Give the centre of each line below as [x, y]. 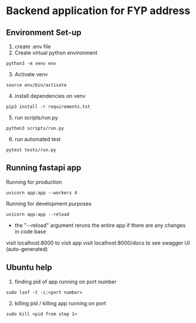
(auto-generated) [27, 249]
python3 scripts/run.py [35, 128]
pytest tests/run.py [31, 150]
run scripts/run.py [36, 118]
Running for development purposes [49, 203]
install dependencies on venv [50, 96]
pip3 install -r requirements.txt [48, 107]
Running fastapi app [44, 168]
